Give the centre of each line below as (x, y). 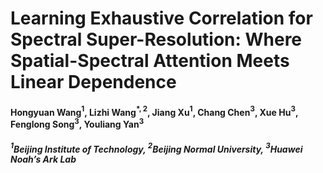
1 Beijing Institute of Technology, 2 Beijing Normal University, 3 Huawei (156, 148)
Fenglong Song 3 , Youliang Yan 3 (77, 124)
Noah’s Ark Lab (43, 159)
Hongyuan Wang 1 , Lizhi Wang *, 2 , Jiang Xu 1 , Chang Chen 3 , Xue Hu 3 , (154, 111)
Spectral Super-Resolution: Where (156, 39)
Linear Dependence (93, 82)
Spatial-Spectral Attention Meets (150, 61)
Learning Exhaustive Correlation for (161, 18)
